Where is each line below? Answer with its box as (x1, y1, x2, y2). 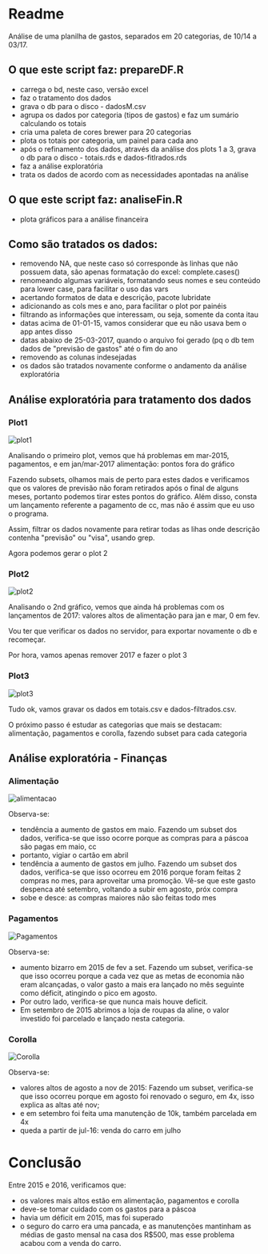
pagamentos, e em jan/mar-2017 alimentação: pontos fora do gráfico (8, 459, 235, 469)
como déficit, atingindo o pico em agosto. (19, 988, 158, 997)
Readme (8, 5, 65, 23)
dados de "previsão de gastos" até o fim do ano (19, 344, 178, 354)
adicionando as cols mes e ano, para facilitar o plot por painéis (19, 302, 227, 311)
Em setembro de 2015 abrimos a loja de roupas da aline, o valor (19, 1004, 230, 1015)
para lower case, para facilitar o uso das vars (19, 284, 169, 294)
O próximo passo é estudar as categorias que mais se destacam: (8, 720, 222, 729)
